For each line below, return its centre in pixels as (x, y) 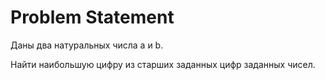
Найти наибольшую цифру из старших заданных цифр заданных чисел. (163, 64)
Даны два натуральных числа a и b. (87, 45)
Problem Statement (92, 17)
